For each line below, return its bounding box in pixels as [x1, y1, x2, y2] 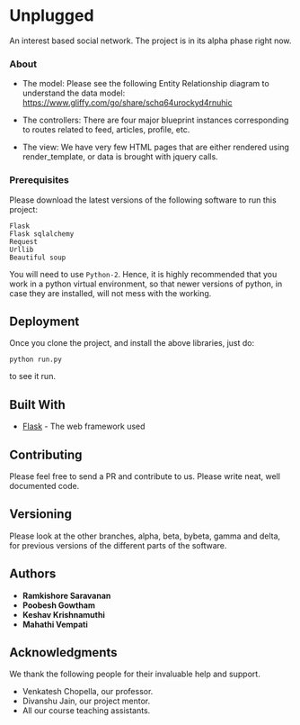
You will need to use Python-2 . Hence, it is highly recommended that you [9, 268, 278, 279]
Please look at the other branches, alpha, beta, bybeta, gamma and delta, [9, 530, 281, 541]
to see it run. [9, 371, 57, 382]
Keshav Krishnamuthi [22, 609, 105, 620]
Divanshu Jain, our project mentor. [22, 695, 151, 707]
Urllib [9, 245, 34, 254]
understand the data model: [22, 87, 126, 99]
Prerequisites [9, 174, 69, 186]
